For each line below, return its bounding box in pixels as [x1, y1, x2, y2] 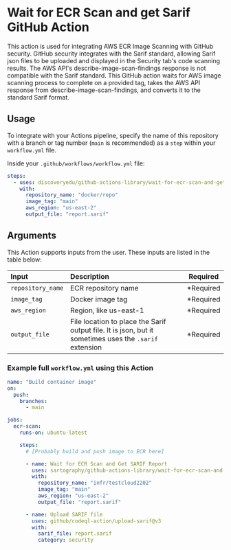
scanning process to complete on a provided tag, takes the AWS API [7, 78, 201, 87]
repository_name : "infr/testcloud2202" [37, 479, 153, 487]
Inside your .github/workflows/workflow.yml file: [7, 159, 145, 168]
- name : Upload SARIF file [25, 511, 103, 518]
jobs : [7, 417, 23, 424]
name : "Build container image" [7, 378, 97, 385]
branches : [19, 398, 48, 404]
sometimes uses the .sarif [69, 334, 158, 343]
